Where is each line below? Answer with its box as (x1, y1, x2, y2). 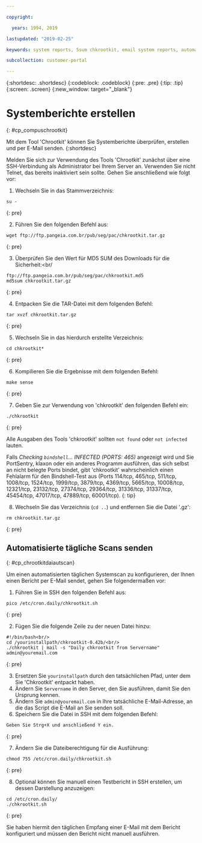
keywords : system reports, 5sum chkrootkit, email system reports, (6, 46, 179, 53)
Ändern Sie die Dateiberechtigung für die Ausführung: (14, 744, 149, 752)
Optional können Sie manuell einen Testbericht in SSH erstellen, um (14, 778, 182, 785)
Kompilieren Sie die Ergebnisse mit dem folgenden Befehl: (14, 368, 159, 375)
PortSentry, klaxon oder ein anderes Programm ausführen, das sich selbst (6, 460, 189, 467)
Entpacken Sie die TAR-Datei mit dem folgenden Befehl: (14, 300, 153, 307)
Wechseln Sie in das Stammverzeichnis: (14, 187, 114, 194)
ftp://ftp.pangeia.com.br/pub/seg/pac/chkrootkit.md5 (6, 273, 144, 279)
